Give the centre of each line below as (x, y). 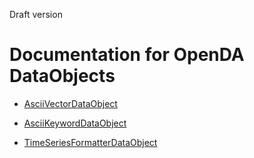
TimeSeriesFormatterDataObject (90, 142)
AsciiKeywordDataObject (75, 123)
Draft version (36, 14)
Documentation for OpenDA (127, 55)
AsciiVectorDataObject (70, 103)
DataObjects (62, 76)
